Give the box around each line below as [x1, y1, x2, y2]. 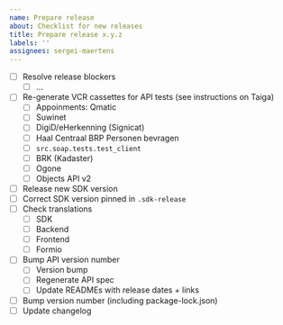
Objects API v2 [35, 173, 92, 184]
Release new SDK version [22, 183, 119, 194]
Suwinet [35, 112, 67, 122]
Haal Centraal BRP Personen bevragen [35, 132, 179, 143]
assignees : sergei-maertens [9, 47, 115, 56]
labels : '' [9, 38, 50, 48]
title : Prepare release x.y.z [9, 30, 123, 39]
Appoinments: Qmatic [35, 102, 117, 113]
